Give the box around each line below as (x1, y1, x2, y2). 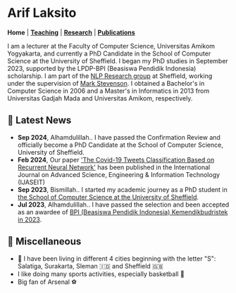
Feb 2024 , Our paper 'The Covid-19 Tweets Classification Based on (17, 155, 215, 164)
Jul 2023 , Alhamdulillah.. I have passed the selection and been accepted (17, 200, 230, 209)
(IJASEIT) (17, 178, 46, 186)
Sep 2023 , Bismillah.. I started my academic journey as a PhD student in (17, 185, 228, 194)
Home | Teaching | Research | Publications (7, 28, 135, 37)
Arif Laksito (7, 5, 77, 21)
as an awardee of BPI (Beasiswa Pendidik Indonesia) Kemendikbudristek (17, 207, 228, 216)
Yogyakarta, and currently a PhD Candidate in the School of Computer (7, 49, 211, 58)
